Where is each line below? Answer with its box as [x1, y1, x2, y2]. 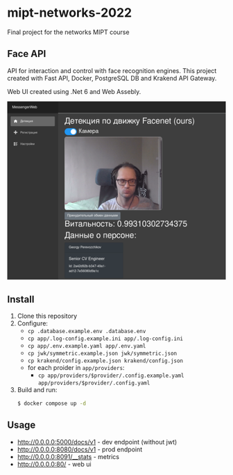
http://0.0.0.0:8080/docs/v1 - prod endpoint [17, 445, 143, 453]
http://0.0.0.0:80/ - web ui [17, 460, 92, 468]
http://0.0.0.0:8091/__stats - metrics [17, 452, 120, 460]
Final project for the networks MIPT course [7, 28, 130, 36]
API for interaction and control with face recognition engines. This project [7, 66, 217, 74]
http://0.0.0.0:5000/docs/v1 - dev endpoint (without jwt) [17, 437, 178, 446]
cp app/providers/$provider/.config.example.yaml [37, 372, 184, 380]
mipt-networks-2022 [7, 5, 132, 21]
